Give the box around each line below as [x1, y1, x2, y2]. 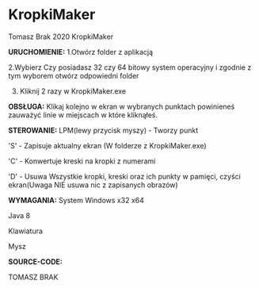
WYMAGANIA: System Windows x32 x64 [8, 195, 144, 205]
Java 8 [8, 210, 30, 220]
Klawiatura [8, 226, 44, 236]
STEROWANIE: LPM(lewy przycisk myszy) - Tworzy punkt [8, 125, 199, 135]
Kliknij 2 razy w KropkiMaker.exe [19, 86, 127, 96]
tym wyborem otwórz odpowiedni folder [8, 71, 139, 80]
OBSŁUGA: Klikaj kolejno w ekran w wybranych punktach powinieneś [8, 102, 235, 111]
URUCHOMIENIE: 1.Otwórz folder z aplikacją [8, 47, 153, 56]
